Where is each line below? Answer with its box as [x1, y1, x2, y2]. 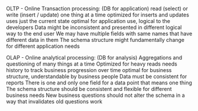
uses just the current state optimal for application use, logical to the [6, 18, 170, 24]
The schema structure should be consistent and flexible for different [6, 86, 173, 92]
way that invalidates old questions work [6, 98, 102, 105]
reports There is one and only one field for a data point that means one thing [6, 79, 192, 86]
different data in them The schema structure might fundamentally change [6, 37, 185, 43]
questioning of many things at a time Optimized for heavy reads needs [6, 60, 177, 67]
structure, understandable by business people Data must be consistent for [6, 73, 187, 80]
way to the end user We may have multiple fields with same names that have [6, 30, 193, 37]
